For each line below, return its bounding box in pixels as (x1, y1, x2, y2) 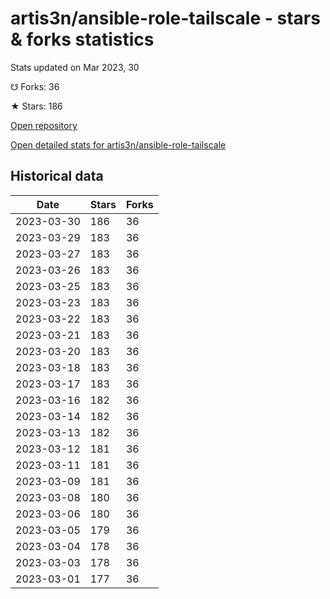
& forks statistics (10, 28, 155, 51)
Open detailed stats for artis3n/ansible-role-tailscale (10, 138, 227, 151)
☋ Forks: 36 (10, 80, 60, 92)
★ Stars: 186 (10, 100, 63, 112)
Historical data (10, 168, 104, 185)
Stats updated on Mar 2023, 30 (10, 61, 140, 73)
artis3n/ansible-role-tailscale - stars (10, 7, 321, 30)
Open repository (10, 119, 78, 131)
